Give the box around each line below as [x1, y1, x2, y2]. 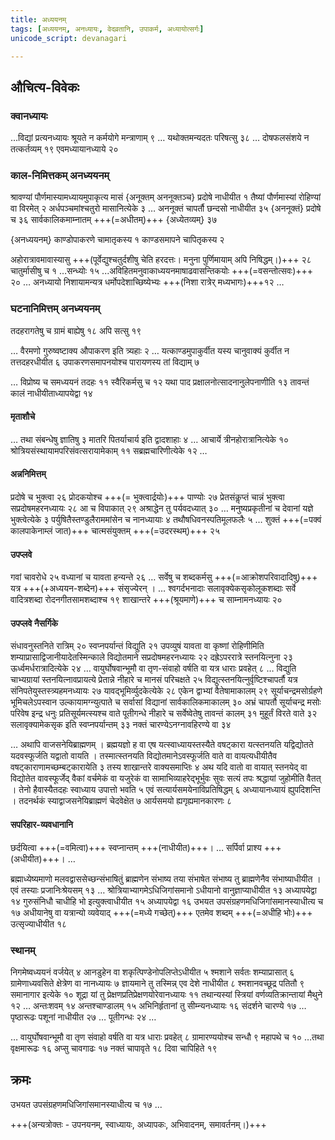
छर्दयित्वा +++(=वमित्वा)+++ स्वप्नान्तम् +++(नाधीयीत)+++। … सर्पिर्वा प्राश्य [10, 841, 262, 853]
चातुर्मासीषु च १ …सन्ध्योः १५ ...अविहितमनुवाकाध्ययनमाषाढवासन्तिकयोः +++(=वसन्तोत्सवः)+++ [10, 265, 314, 277]
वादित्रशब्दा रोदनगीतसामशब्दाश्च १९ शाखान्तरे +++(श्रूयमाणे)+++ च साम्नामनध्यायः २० [10, 594, 283, 606]
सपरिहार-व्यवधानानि [10, 819, 73, 831]
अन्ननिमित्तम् [10, 468, 47, 480]
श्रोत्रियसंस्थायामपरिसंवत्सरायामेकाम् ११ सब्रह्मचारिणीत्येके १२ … [10, 444, 208, 456]
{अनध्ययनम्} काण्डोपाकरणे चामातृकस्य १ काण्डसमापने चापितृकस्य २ [10, 234, 225, 246]
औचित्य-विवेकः [10, 79, 80, 96]
